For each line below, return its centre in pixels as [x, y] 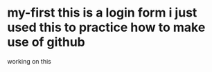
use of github [46, 42]
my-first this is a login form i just [102, 13]
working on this [29, 61]
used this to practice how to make [106, 27]
